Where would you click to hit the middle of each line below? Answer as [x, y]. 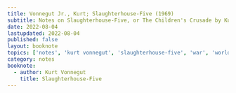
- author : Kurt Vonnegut [50, 72]
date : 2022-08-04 [33, 27]
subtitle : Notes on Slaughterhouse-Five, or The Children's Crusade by [114, 20]
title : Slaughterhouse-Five [61, 79]
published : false [33, 40]
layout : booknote [33, 46]
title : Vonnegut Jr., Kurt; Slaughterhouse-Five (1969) [91, 14]
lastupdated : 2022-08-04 [44, 33]
